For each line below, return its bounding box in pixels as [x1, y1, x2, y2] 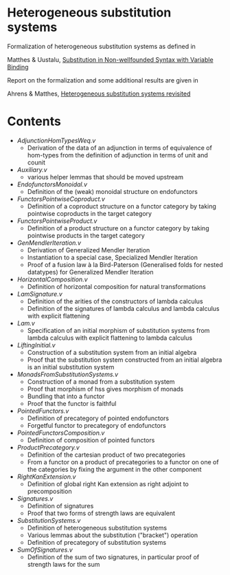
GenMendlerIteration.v [16, 239, 81, 247]
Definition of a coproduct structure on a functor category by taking [27, 202, 216, 210]
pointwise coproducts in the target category [27, 209, 152, 217]
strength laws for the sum [27, 560, 100, 568]
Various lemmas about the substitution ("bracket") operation [27, 531, 198, 539]
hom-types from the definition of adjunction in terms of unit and [27, 151, 208, 159]
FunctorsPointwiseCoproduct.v [16, 195, 105, 203]
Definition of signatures [27, 501, 94, 510]
